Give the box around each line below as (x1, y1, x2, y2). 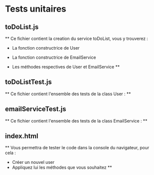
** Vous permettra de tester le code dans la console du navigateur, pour (5, 145, 150, 151)
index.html (5, 132, 38, 140)
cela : (5, 150, 16, 156)
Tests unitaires (5, 3, 67, 15)
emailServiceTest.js (5, 105, 67, 113)
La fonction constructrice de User (12, 45, 80, 51)
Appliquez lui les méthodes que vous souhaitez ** (12, 164, 112, 171)
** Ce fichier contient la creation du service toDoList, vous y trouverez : (5, 35, 148, 41)
